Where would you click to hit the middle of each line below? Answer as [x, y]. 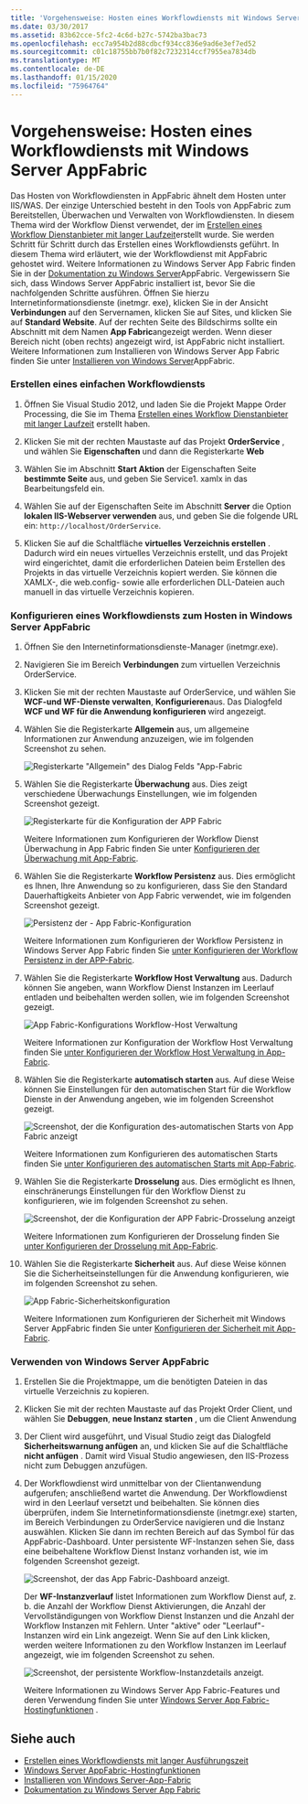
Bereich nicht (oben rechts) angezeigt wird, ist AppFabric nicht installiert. [148, 341]
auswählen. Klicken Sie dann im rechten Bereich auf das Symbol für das [159, 1532]
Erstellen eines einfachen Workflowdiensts [108, 384]
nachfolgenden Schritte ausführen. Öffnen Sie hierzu [110, 293]
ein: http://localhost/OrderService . [92, 525]
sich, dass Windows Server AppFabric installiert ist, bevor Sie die [133, 283]
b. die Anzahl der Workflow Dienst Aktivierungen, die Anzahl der [144, 1606]
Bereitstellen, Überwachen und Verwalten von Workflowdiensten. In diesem [153, 215]
